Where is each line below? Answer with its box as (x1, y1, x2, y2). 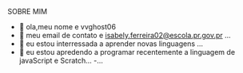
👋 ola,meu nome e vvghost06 (18, 22, 117, 31)
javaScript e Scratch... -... (18, 56, 103, 65)
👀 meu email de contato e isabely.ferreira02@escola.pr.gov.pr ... (18, 31, 231, 40)
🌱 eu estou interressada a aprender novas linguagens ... (18, 39, 204, 48)
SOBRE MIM (7, 7, 48, 16)
